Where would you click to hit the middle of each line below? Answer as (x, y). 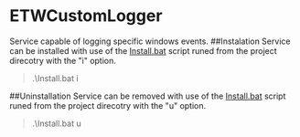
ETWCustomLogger (86, 16)
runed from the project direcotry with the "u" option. (108, 105)
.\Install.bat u (56, 123)
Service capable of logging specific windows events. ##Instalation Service (150, 41)
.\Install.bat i (55, 78)
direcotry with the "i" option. (63, 60)
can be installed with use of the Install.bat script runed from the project (143, 50)
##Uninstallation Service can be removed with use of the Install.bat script (148, 96)
